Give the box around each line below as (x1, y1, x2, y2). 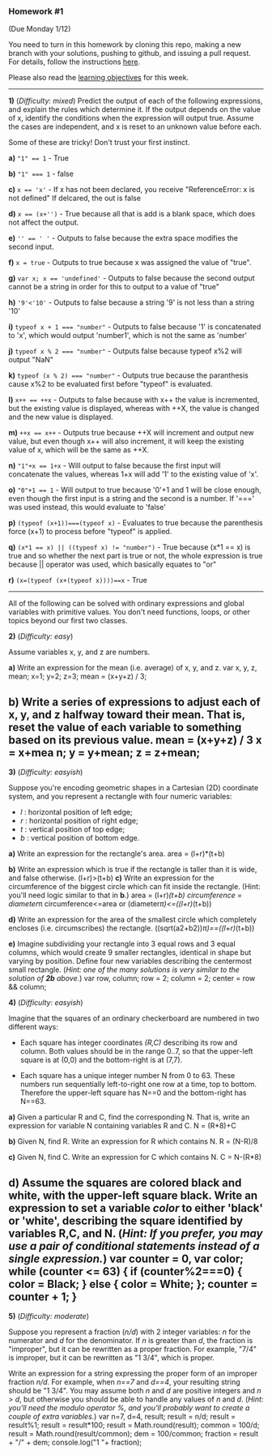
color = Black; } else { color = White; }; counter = (8, 1277, 258, 1290)
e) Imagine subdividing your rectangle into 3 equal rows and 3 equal (8, 939, 236, 949)
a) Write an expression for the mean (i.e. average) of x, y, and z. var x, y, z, (8, 663, 257, 673)
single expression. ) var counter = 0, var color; (8, 1252, 244, 1265)
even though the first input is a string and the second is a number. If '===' (8, 494, 255, 503)
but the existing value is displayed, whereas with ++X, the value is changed (8, 404, 260, 413)
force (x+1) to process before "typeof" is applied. (8, 527, 172, 537)
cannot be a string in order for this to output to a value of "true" (8, 282, 220, 292)
